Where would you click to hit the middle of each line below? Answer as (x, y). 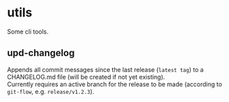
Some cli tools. (28, 31)
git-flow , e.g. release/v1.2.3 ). (51, 91)
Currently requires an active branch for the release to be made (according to (114, 84)
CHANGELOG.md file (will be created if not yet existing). (86, 77)
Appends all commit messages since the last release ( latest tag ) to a (105, 69)
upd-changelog (41, 53)
